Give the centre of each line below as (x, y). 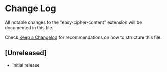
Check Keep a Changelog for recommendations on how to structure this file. (84, 37)
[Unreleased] (26, 53)
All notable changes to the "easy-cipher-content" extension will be (74, 22)
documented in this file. (29, 27)
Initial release (26, 65)
